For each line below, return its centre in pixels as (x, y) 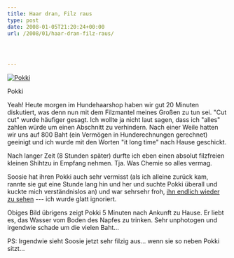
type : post (23, 20)
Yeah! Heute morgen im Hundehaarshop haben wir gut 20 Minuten (103, 105)
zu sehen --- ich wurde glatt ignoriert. (62, 199)
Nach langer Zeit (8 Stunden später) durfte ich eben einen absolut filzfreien (116, 156)
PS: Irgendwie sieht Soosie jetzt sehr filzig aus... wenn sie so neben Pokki (113, 241)
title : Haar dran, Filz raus (50, 14)
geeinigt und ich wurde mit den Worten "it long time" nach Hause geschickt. (117, 142)
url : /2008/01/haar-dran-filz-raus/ (61, 33)
